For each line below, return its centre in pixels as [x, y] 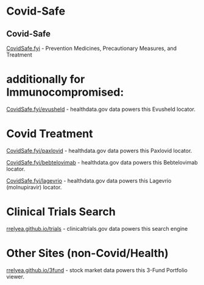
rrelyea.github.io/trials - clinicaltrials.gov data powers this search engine [97, 228]
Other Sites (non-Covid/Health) [87, 253]
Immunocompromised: [65, 92]
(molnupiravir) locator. [34, 187]
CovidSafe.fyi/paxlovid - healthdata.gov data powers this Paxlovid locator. [99, 150]
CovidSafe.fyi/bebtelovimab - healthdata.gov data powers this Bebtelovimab [102, 162]
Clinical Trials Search [61, 212]
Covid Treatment [50, 134]
